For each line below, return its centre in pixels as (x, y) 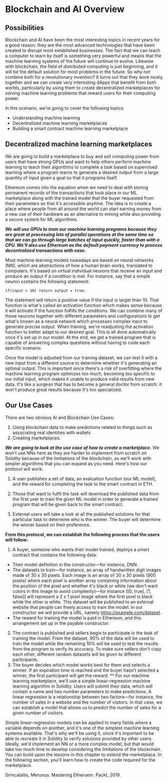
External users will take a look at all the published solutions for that (81, 514)
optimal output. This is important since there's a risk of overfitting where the (83, 368)
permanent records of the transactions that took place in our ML (71, 193)
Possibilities (24, 28)
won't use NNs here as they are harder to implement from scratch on (76, 453)
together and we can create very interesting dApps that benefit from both (81, 82)
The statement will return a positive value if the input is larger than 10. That (82, 300)
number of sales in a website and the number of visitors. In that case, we (87, 702)
